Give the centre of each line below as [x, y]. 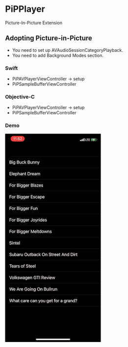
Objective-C [20, 97]
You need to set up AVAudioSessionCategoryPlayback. [68, 50]
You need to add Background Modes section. [58, 55]
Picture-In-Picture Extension [34, 23]
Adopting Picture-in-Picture [49, 38]
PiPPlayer [25, 9]
